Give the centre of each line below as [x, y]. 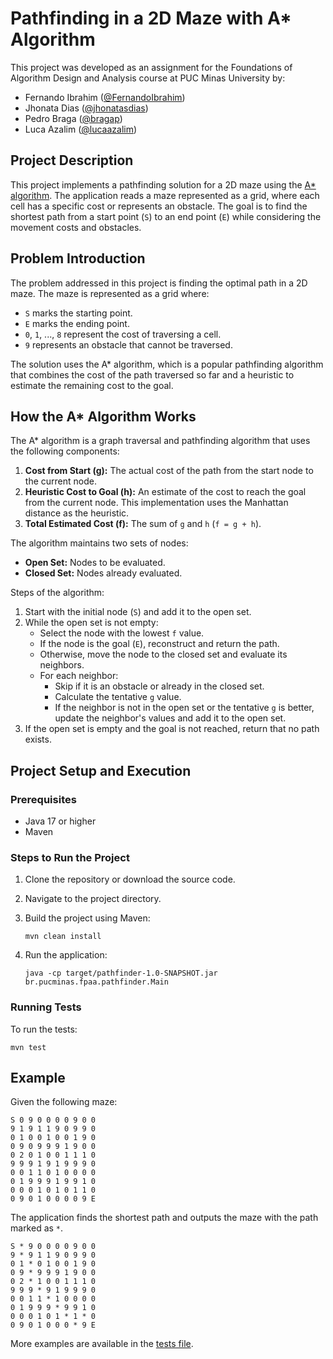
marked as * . [37, 1228]
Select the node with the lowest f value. [122, 633]
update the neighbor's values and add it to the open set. [170, 718]
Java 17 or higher [60, 821]
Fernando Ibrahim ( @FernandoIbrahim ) [105, 97]
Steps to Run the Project [70, 857]
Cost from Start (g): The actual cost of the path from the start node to [169, 471]
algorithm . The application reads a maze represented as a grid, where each [165, 195]
